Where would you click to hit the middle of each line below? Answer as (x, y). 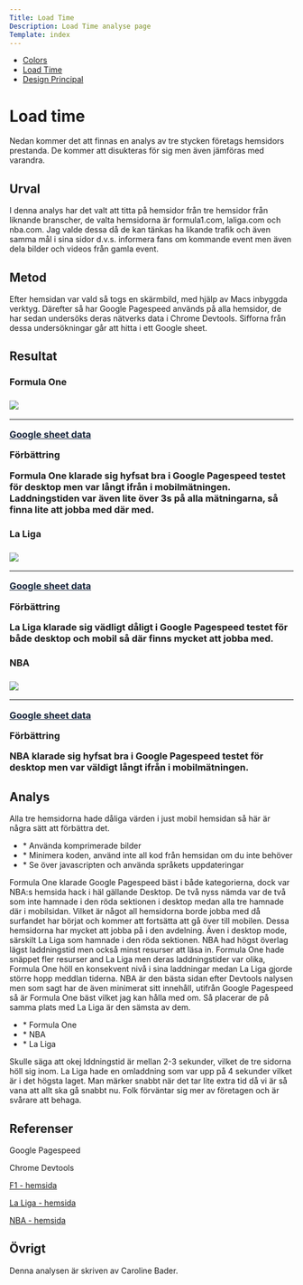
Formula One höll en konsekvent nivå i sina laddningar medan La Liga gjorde (151, 969)
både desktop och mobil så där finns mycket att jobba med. (142, 638)
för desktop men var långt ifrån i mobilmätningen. (120, 487)
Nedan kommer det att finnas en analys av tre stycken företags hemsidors (147, 141)
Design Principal (53, 80)
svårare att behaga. (46, 1101)
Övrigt (28, 1249)
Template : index (40, 34)
